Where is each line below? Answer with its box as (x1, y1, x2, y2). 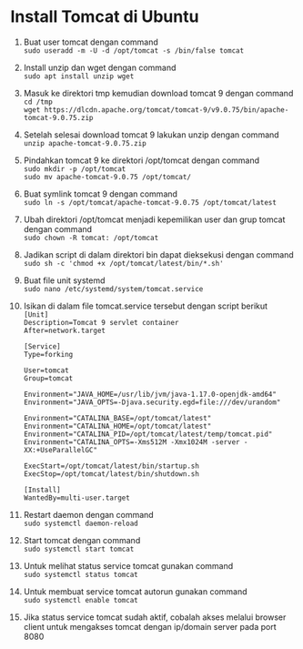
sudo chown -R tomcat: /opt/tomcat (23, 233, 159, 242)
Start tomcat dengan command (23, 534, 141, 545)
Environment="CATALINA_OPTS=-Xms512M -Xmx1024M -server (23, 437, 240, 447)
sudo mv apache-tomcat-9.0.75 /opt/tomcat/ (23, 172, 192, 181)
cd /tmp (23, 97, 53, 106)
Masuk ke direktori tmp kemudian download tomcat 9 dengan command (23, 87, 294, 98)
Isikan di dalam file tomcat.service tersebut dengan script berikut (23, 300, 268, 311)
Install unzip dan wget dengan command (23, 62, 177, 73)
